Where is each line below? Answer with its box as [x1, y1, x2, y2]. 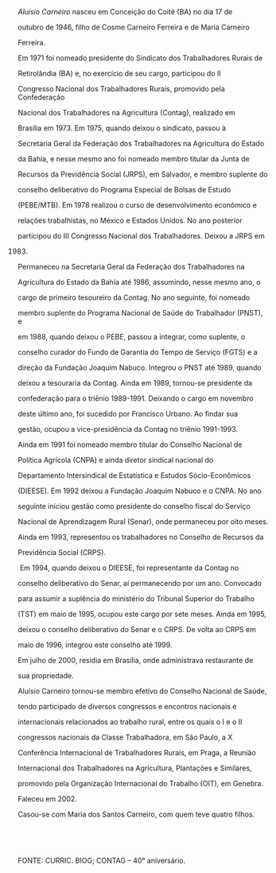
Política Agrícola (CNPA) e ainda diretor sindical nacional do [17, 456, 214, 464]
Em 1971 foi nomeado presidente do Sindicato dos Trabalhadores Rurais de [17, 53, 263, 63]
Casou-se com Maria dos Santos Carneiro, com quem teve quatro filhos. [17, 809, 255, 819]
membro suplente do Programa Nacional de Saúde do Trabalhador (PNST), [17, 308, 263, 317]
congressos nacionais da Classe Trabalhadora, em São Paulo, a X [17, 732, 233, 742]
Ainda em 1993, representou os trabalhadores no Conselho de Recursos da [17, 533, 264, 541]
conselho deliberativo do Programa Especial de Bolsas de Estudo [17, 185, 231, 194]
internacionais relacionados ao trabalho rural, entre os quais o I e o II [17, 717, 243, 727]
